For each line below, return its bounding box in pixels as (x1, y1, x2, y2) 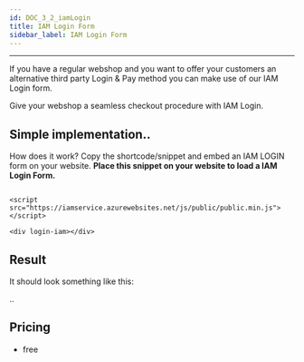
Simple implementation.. (9, 126, 151, 142)
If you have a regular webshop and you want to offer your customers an (9, 64, 277, 74)
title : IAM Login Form (9, 22, 95, 31)
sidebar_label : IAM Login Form (9, 30, 128, 39)
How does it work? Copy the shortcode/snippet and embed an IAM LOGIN (9, 151, 285, 161)
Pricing (9, 319, 52, 336)
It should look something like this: (9, 276, 134, 287)
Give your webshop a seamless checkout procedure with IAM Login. (9, 101, 264, 112)
